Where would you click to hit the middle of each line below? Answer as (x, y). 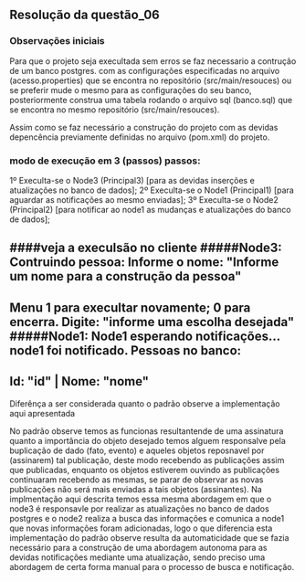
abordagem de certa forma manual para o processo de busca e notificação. (152, 566)
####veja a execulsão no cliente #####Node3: (146, 248)
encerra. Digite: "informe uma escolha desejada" (152, 322)
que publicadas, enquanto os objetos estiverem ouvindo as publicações (145, 470)
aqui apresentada (42, 413)
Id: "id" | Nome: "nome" (79, 381)
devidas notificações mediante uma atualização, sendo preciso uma (137, 557)
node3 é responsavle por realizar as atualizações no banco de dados (139, 508)
